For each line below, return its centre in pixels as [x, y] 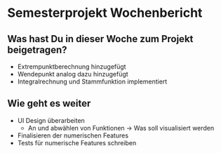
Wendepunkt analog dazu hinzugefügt [73, 74]
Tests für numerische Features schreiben [77, 142]
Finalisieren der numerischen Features [73, 135]
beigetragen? [37, 49]
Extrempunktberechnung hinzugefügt [72, 67]
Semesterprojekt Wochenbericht [105, 13]
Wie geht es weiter [49, 104]
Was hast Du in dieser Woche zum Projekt [100, 39]
